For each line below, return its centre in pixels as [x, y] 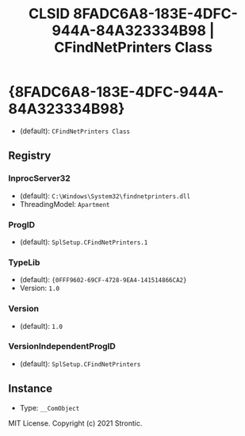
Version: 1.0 [40, 288]
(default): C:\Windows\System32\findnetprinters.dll [105, 196]
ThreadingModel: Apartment [65, 204]
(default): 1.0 [41, 326]
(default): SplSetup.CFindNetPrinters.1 [84, 242]
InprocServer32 [40, 178]
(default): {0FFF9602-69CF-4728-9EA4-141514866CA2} [103, 280]
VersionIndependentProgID [62, 346]
